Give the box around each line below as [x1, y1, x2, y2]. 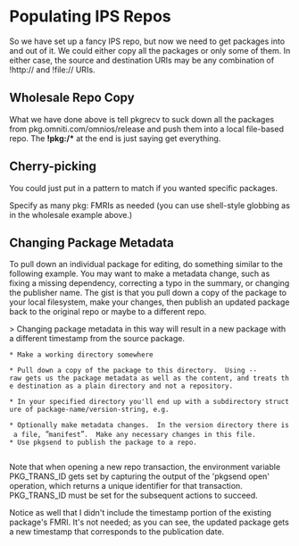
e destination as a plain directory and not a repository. [9, 382, 234, 391]
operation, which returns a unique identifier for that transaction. [9, 481, 243, 491]
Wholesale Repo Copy [9, 90, 136, 105]
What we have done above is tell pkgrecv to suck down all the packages [9, 113, 275, 124]
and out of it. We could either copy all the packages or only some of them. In [9, 45, 291, 55]
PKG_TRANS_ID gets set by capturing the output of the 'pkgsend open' [9, 471, 270, 482]
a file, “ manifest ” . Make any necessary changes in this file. [12, 429, 256, 440]
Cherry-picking [9, 159, 96, 174]
